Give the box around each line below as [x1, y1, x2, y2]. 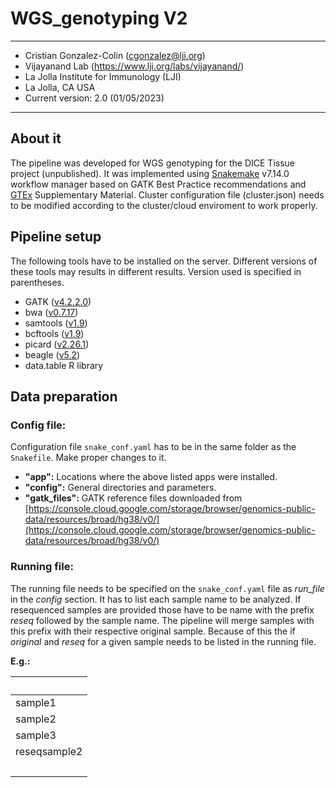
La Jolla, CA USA [24, 81, 96, 93]
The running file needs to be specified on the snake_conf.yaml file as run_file [10, 582, 325, 594]
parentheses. [10, 276, 65, 288]
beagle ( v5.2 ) [24, 348, 81, 361]
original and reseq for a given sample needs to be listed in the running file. [10, 635, 317, 647]
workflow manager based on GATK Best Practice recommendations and [10, 178, 307, 190]
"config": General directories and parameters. [24, 482, 217, 494]
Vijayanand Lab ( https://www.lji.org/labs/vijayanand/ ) [24, 60, 245, 72]
